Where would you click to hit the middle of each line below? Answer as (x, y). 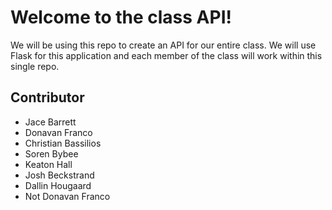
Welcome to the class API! (121, 17)
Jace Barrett (50, 122)
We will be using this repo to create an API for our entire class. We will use (163, 45)
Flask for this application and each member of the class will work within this (166, 55)
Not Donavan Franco (67, 196)
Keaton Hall (48, 164)
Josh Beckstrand (59, 175)
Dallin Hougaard (58, 185)
